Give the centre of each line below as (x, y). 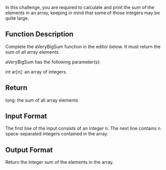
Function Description (40, 34)
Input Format (26, 116)
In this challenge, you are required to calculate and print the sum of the (80, 7)
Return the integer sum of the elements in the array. (60, 162)
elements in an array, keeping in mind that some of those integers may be (82, 13)
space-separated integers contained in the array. (57, 134)
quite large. (17, 18)
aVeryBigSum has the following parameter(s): (53, 62)
